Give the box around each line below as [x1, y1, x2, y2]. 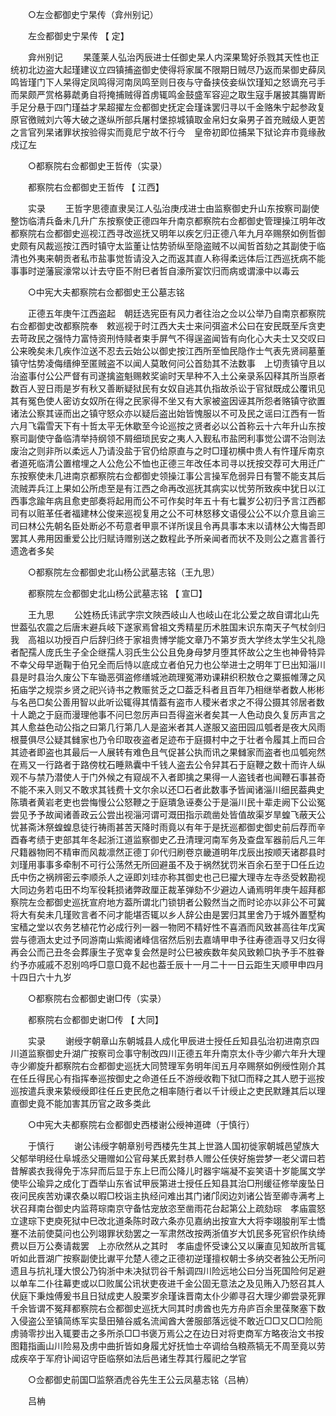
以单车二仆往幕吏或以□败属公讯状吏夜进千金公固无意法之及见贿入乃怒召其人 [10, 1278, 325, 1289]
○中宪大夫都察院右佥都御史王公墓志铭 [27, 286, 185, 298]
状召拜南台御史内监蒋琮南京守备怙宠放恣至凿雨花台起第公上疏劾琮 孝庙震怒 [10, 1203, 326, 1214]
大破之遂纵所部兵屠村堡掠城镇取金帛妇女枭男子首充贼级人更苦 [71, 114, 326, 125]
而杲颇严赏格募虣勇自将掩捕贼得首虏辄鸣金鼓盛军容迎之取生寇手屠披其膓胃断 [10, 89, 326, 100]
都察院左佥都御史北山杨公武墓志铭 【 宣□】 [27, 588, 208, 599]
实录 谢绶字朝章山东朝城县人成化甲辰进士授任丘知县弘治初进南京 [27, 1035, 311, 1047]
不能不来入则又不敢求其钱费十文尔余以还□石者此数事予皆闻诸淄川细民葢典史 [10, 784, 325, 795]
